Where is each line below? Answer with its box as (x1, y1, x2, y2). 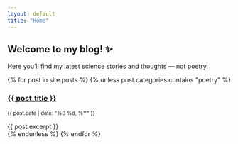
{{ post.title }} (7, 94, 57, 104)
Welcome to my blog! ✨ (7, 43, 114, 55)
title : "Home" (7, 17, 50, 24)
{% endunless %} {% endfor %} (7, 129, 101, 138)
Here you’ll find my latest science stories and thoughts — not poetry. (7, 62, 208, 71)
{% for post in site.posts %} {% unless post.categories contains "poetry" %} (7, 76, 231, 84)
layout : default (7, 10, 55, 18)
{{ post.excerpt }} (7, 122, 59, 131)
